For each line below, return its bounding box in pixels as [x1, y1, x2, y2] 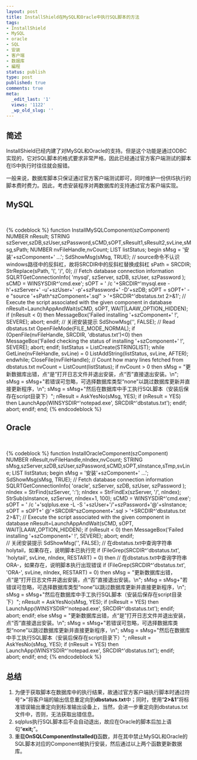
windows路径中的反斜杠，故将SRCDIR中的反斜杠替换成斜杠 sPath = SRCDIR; [6, 261, 192, 268]
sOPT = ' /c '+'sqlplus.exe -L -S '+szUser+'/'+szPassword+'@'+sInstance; [6, 501, 187, 508]
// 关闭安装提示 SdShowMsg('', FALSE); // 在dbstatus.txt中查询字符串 [6, 539, 172, 546]
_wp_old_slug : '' [11, 107, 54, 113]
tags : [6, 19, 19, 25]
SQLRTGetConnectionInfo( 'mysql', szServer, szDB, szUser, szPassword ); [6, 274, 186, 281]
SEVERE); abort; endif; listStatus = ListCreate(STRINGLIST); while [6, 344, 165, 351]
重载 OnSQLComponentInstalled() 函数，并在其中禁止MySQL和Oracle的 [14, 732, 188, 740]
